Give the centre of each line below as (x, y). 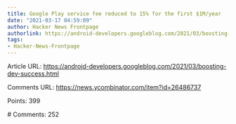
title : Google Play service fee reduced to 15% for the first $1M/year (114, 14)
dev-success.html (33, 74)
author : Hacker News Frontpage (53, 27)
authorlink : (25, 33)
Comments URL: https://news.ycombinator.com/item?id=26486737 (104, 87)
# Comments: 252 (33, 114)
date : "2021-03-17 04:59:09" (50, 20)
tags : (15, 40)
